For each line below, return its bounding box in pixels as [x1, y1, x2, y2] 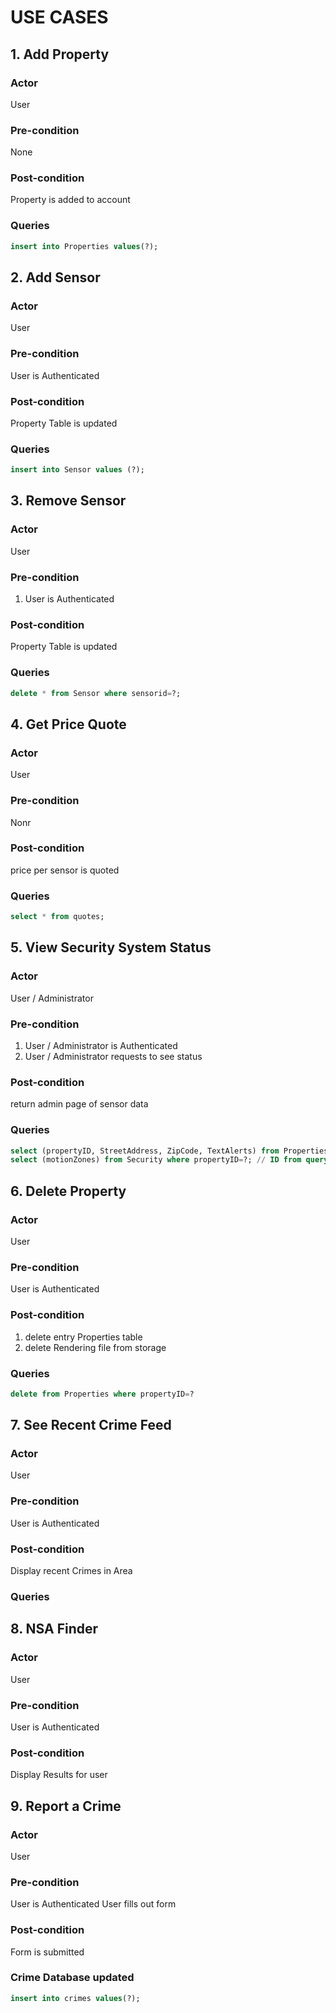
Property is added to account [10, 194, 131, 206]
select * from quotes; [10, 912, 105, 922]
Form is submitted [10, 1946, 85, 1958]
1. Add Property [10, 46, 110, 63]
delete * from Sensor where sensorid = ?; [10, 688, 182, 698]
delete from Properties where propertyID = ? [10, 1389, 195, 1399]
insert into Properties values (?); [10, 241, 159, 251]
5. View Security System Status [10, 939, 212, 956]
